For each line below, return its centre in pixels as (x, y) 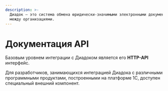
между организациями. (32, 19)
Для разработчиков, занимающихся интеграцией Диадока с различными (84, 72)
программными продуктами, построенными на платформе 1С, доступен (83, 78)
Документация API (47, 44)
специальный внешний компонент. (42, 83)
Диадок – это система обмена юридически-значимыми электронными (78, 14)
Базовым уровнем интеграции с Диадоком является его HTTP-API (77, 57)
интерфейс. (17, 63)
